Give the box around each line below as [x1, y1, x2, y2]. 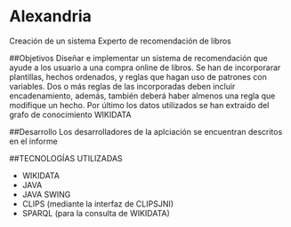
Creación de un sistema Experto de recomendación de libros [9, 35, 231, 46]
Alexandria [9, 6, 92, 27]
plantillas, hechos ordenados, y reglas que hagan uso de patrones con [9, 71, 267, 82]
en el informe [9, 136, 58, 146]
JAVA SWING [21, 189, 71, 200]
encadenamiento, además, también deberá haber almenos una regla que [9, 90, 276, 101]
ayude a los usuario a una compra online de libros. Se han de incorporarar [9, 62, 281, 73]
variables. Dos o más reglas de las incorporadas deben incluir [9, 81, 236, 91]
